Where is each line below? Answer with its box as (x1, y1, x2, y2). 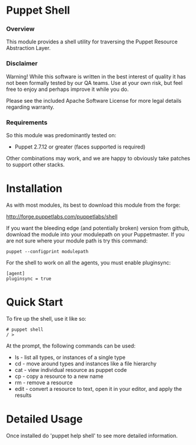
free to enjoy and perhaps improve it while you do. (6, 86, 129, 93)
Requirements (6, 118, 48, 127)
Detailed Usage (6, 412, 83, 426)
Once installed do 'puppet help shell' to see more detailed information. (6, 432, 178, 439)
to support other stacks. (6, 161, 65, 168)
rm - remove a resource (14, 378, 73, 386)
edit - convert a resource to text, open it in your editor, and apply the (14, 385, 182, 392)
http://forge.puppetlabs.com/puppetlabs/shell (6, 213, 118, 220)
